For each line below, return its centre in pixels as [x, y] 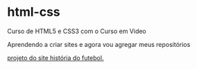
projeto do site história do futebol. [55, 58]
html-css [34, 12]
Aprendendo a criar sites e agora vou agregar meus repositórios [99, 44]
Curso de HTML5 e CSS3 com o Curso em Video [77, 31]
